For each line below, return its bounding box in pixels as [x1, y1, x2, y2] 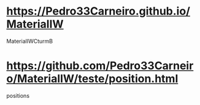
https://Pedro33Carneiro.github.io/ [6, 4, 190, 18]
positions [6, 92, 29, 99]
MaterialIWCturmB [6, 37, 53, 45]
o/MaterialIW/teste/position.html [6, 72, 179, 86]
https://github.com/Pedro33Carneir [6, 59, 194, 73]
